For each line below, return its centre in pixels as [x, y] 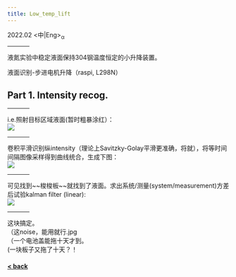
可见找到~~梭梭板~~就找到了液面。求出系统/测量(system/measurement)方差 [118, 186]
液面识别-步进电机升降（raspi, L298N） [64, 73]
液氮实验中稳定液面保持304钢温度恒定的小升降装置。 [84, 58]
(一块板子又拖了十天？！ [43, 250]
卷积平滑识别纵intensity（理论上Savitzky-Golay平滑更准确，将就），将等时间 [117, 148]
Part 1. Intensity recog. [58, 95]
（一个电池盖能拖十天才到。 [48, 241]
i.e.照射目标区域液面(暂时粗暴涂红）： [61, 120]
